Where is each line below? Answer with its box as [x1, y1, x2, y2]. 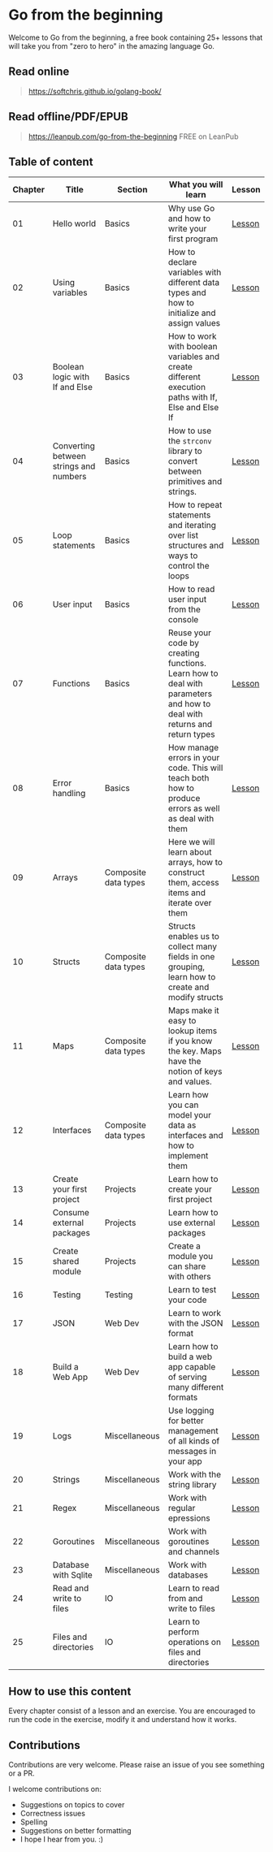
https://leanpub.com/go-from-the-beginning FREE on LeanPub [28, 132, 239, 141]
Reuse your [167, 627, 212, 638]
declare [167, 257, 197, 268]
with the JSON [167, 1318, 223, 1329]
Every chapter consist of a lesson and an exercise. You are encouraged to [8, 1706, 256, 1716]
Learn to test [167, 1284, 217, 1296]
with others [167, 1271, 211, 1283]
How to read [167, 583, 215, 595]
